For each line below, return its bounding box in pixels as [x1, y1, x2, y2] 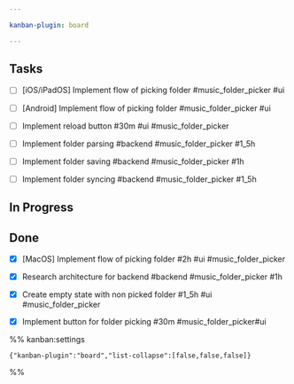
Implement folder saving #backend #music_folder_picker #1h [21, 156, 245, 167]
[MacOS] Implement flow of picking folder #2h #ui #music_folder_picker [21, 254, 286, 264]
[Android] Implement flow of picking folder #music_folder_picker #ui [21, 103, 272, 114]
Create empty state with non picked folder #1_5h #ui [21, 289, 213, 300]
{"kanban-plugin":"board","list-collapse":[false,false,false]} [9, 351, 251, 360]
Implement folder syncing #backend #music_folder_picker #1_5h [21, 174, 257, 184]
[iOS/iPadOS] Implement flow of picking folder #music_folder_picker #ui [21, 85, 285, 96]
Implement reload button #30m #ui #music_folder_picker [21, 121, 229, 131]
